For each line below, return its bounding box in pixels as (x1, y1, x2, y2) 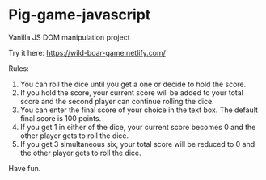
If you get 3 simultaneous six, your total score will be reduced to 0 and (19, 139, 255, 149)
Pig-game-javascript (8, 6, 151, 24)
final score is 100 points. (19, 113, 102, 123)
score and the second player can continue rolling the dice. (19, 96, 214, 106)
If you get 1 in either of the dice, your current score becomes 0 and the (19, 122, 256, 132)
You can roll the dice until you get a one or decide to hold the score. (19, 79, 247, 89)
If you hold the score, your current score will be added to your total (19, 87, 244, 98)
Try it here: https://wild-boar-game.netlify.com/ (8, 48, 166, 57)
